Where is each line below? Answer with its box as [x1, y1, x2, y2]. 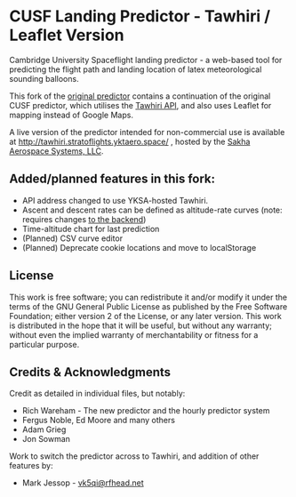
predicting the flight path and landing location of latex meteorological [9, 64, 262, 75]
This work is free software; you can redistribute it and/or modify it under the [9, 292, 287, 302]
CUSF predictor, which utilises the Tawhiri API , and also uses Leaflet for [9, 100, 272, 110]
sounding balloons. [9, 73, 79, 84]
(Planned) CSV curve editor [21, 233, 123, 244]
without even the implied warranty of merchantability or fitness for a [9, 329, 259, 340]
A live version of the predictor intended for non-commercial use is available [9, 126, 285, 137]
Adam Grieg [21, 424, 67, 435]
